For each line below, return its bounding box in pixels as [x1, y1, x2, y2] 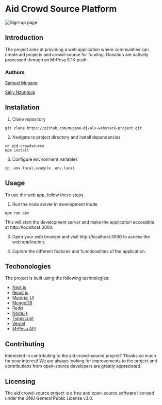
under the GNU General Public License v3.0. [5, 395, 94, 401]
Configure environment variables [12, 156, 78, 162]
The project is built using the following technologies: [5, 275, 110, 281]
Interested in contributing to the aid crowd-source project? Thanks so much [5, 353, 156, 359]
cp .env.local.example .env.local [5, 166, 75, 170]
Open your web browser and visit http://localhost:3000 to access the [12, 234, 150, 239]
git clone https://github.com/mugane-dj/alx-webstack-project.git [5, 125, 142, 131]
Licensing [5, 377, 35, 386]
